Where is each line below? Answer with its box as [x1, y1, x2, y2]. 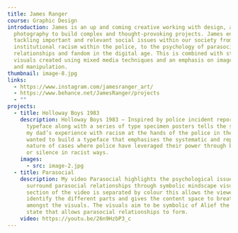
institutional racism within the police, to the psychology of [13, 43, 204, 50]
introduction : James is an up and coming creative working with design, [7, 23, 227, 31]
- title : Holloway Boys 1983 [13, 109, 100, 116]
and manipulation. [13, 63, 69, 70]
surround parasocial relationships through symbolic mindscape [25, 182, 217, 189]
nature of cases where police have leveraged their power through [25, 143, 227, 150]
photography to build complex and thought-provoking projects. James [13, 30, 223, 38]
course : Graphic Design [7, 17, 78, 24]
